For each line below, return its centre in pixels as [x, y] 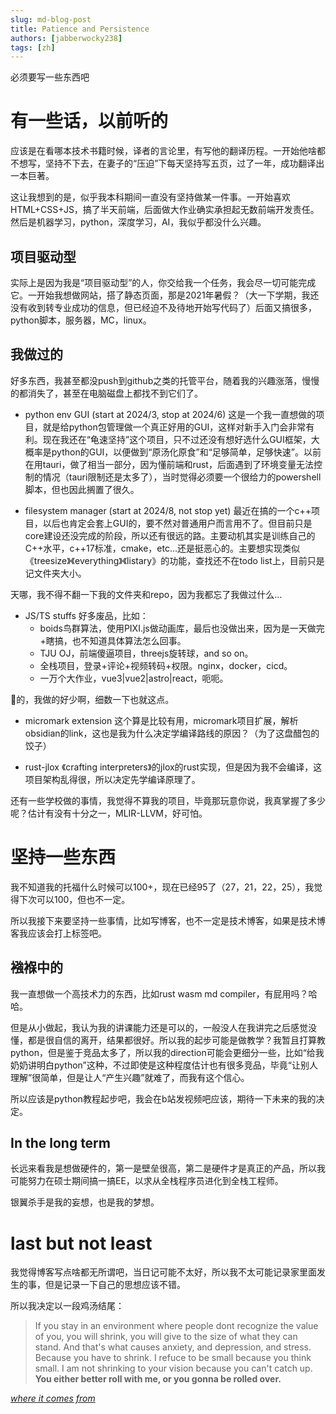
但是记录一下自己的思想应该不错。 [115, 1285]
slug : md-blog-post [51, 19]
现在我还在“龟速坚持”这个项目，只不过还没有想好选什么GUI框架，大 [181, 439]
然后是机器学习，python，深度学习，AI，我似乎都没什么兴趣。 [138, 222]
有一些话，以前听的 [89, 121]
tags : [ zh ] [33, 47]
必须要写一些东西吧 [50, 77]
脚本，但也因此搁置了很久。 [82, 489]
